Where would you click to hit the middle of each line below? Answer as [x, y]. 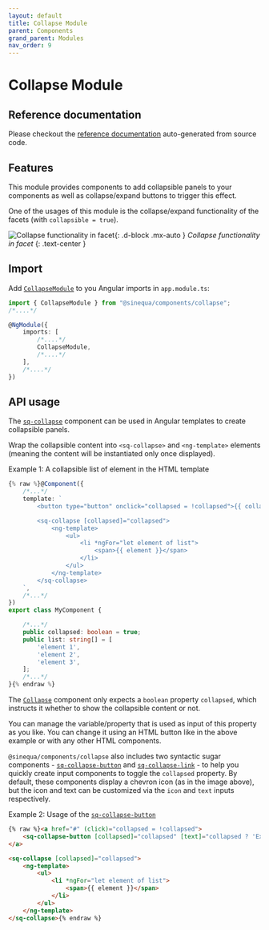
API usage [34, 402]
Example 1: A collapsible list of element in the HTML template [109, 469]
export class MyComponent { [55, 610]
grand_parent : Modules [46, 38]
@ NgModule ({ [28, 325]
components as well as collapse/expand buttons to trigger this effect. [123, 195]
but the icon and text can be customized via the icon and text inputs [121, 790]
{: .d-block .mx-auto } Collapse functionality [187, 235]
